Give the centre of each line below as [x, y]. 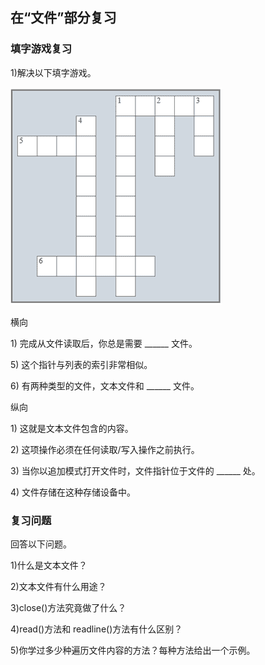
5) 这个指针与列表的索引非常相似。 [81, 364]
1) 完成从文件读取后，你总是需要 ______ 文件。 [104, 343]
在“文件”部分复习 [63, 18]
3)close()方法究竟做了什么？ [68, 607]
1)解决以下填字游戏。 [53, 72]
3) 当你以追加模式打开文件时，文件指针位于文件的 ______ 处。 [135, 470]
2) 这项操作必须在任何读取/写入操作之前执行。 [105, 449]
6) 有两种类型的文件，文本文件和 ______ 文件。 [105, 385]
